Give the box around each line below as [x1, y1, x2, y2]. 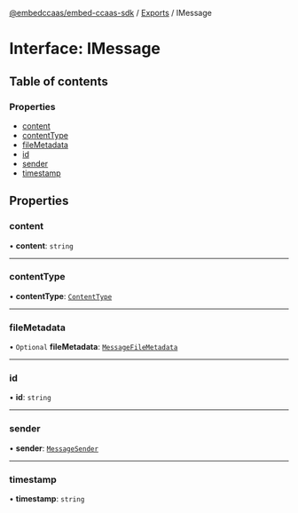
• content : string [9, 240, 74, 251]
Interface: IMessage [9, 39, 161, 59]
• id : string [9, 392, 51, 403]
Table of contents [9, 74, 108, 89]
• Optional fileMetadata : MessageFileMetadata [9, 342, 178, 352]
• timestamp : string [9, 493, 85, 504]
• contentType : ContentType [9, 290, 113, 301]
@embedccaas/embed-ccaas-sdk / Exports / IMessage [9, 8, 213, 18]
